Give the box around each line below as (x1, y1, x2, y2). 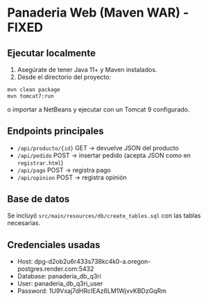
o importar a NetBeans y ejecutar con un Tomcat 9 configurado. (7, 105, 190, 114)
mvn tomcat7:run (7, 92, 54, 100)
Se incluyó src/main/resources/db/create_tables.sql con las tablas (7, 211, 201, 220)
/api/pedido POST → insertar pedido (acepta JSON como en (17, 151, 191, 159)
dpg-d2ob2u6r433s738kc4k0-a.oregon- (34, 258, 151, 266)
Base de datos (7, 193, 70, 205)
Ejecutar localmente (7, 47, 96, 59)
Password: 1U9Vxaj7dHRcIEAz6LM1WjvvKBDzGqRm (17, 287, 166, 295)
